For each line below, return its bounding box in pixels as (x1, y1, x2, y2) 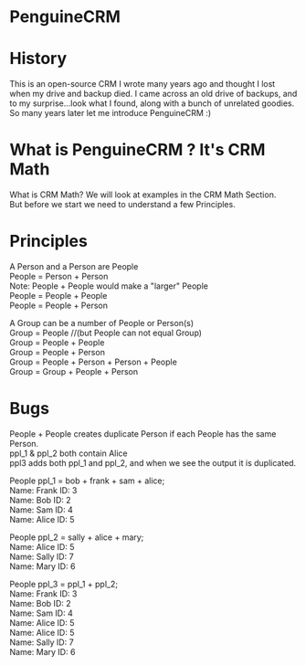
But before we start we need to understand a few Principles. (9, 199, 236, 210)
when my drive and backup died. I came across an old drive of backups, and (9, 89, 298, 100)
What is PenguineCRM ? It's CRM (9, 140, 266, 161)
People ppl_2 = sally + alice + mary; (9, 532, 144, 543)
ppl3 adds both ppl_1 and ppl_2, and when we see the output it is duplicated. (9, 457, 297, 468)
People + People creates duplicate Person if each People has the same (9, 428, 277, 439)
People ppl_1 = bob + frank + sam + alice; (9, 475, 165, 486)
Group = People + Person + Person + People (9, 356, 178, 367)
